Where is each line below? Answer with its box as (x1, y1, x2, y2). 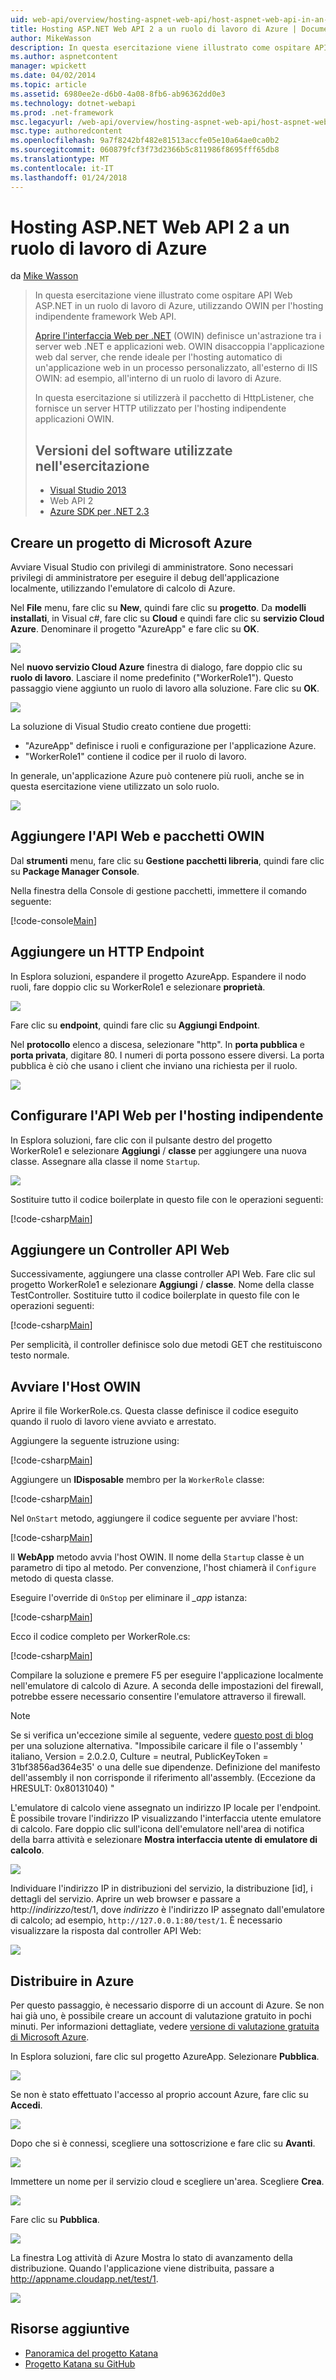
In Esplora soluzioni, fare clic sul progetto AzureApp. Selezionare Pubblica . (10, 2050, 320, 2062)
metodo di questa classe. (10, 1572, 115, 1585)
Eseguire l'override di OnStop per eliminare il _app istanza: (10, 1592, 248, 1604)
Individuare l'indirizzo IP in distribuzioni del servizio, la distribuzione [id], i (10, 1882, 313, 1895)
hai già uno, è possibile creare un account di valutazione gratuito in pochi (10, 2009, 312, 2021)
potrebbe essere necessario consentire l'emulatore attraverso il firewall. (10, 1691, 307, 1703)
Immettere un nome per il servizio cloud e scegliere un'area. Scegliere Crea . (10, 2175, 325, 2187)
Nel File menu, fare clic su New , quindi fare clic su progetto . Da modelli (10, 602, 307, 614)
